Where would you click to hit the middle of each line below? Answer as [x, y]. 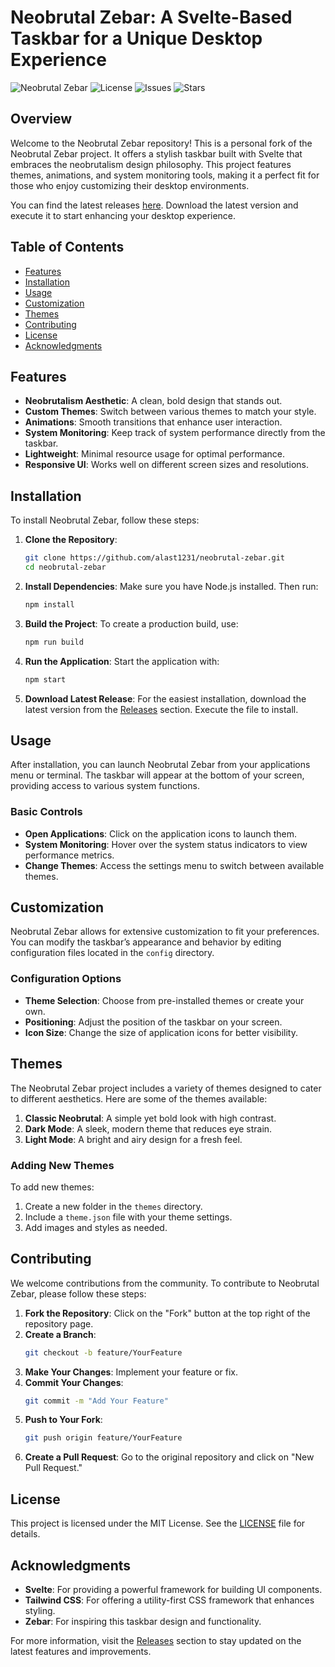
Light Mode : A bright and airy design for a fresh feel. [133, 1139]
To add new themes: [52, 1187]
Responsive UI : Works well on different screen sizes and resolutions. [167, 465]
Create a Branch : [60, 1334]
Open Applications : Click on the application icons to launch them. [161, 833]
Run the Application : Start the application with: [122, 661]
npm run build [54, 642]
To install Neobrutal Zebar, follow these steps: [105, 520]
